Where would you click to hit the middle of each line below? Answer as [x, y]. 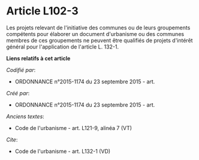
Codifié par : [21, 70]
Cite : [12, 140]
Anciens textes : [25, 116]
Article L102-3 [43, 11]
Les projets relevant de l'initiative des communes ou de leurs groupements [98, 28]
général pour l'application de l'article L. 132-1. [63, 47]
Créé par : [18, 93]
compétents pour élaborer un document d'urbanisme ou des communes [95, 34]
